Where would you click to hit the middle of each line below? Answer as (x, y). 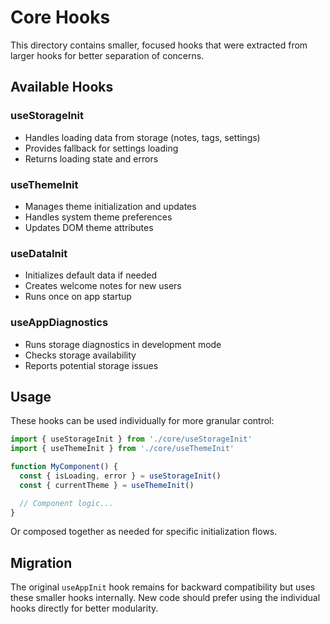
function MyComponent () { (64, 467)
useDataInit (39, 253)
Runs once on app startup (78, 297)
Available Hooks (62, 87)
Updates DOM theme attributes (89, 227)
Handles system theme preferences (98, 217)
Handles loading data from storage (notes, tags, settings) (142, 137)
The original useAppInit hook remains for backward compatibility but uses (163, 587)
